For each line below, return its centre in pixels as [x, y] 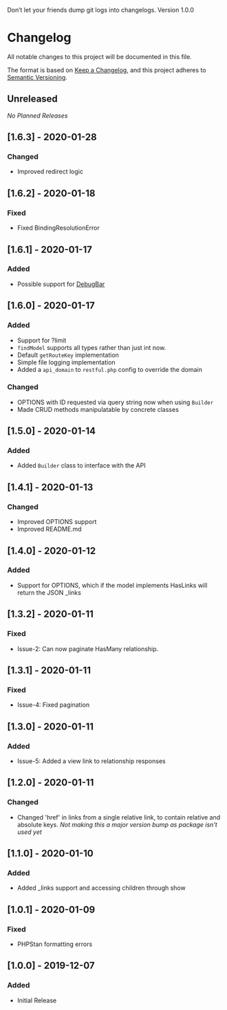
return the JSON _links [49, 592]
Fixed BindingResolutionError [58, 228]
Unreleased [33, 99]
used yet [30, 832]
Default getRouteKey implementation [68, 355]
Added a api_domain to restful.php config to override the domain [110, 369]
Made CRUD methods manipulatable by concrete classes [98, 409]
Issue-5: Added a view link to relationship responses [91, 761]
